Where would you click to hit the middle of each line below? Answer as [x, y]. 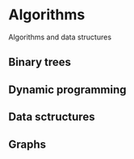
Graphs [27, 144]
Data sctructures [52, 117]
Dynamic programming [67, 90]
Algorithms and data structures [60, 37]
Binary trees [40, 62]
